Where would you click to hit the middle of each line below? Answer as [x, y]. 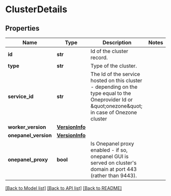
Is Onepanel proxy [112, 144]
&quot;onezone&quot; [117, 106]
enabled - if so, [109, 150]
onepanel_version [30, 135]
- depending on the [114, 87]
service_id [21, 96]
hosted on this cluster [117, 80]
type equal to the [111, 93]
